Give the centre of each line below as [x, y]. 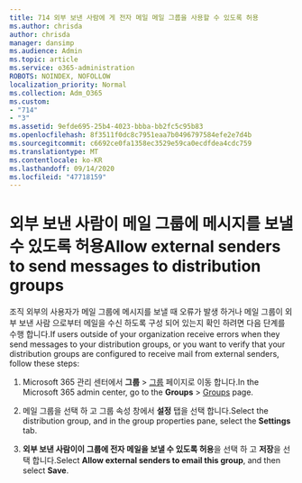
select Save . [46, 470]
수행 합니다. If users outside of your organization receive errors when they [145, 334]
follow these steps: [44, 364]
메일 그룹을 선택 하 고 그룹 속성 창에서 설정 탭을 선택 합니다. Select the [145, 411]
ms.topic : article [44, 59]
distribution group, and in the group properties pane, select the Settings [156, 421]
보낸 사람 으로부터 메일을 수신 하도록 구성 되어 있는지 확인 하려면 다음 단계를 [152, 323]
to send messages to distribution [135, 266]
